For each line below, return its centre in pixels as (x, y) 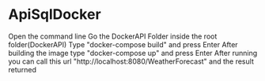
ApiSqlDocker (55, 15)
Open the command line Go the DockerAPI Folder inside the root (113, 36)
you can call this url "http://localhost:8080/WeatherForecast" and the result (131, 61)
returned (23, 69)
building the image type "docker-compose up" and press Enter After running (133, 53)
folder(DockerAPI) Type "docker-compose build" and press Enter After (123, 44)
